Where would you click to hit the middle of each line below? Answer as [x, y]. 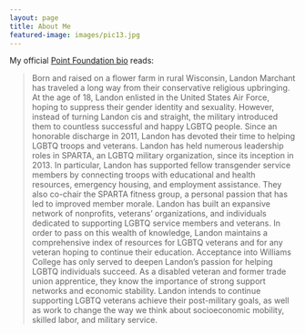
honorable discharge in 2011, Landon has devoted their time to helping [163, 137]
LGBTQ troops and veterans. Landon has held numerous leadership [158, 146]
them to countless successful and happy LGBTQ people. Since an [154, 127]
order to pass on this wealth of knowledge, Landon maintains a [150, 233]
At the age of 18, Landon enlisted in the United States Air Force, [151, 97]
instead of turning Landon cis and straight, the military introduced [155, 117]
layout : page [34, 18]
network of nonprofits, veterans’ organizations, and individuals [149, 214]
